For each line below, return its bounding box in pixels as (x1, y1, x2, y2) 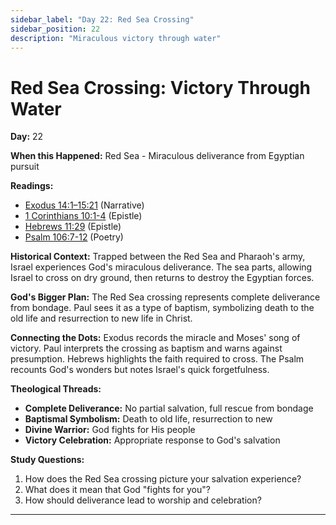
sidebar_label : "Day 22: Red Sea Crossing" (10, 14, 195, 25)
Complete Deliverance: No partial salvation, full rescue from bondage (24, 402, 314, 415)
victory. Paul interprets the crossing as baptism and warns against (10, 342, 283, 355)
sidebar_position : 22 (10, 24, 101, 34)
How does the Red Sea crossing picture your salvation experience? (24, 473, 302, 485)
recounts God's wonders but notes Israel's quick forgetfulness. (10, 364, 270, 376)
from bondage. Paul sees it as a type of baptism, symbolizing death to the (10, 302, 315, 314)
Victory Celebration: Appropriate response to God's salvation (24, 434, 281, 446)
